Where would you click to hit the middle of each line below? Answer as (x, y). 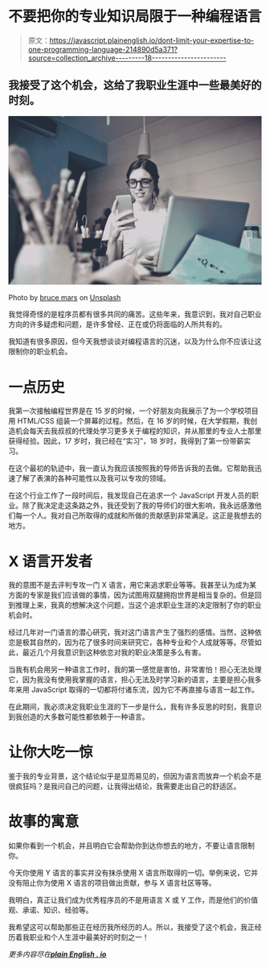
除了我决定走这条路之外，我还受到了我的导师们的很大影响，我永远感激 (138, 506)
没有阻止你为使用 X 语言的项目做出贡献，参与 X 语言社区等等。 (112, 883)
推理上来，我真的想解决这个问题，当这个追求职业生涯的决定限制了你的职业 (138, 605)
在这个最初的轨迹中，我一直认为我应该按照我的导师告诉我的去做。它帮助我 (131, 469)
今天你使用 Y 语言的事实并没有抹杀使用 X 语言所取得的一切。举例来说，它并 (133, 873)
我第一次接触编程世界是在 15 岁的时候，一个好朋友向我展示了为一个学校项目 (133, 411)
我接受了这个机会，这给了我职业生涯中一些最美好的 (135, 85)
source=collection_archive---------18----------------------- (127, 58)
